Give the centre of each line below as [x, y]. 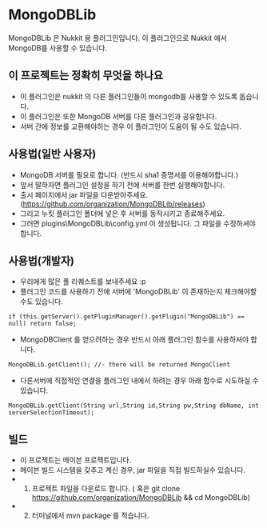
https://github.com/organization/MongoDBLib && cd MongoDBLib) [141, 498]
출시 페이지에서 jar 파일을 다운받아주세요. [84, 194]
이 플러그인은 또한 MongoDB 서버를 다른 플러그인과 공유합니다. [118, 116]
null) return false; [43, 324]
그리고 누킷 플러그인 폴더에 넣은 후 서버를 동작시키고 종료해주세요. [122, 213]
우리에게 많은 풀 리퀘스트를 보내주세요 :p [83, 282]
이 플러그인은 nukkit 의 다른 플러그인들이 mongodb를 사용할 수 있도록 [129, 96]
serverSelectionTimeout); [51, 413]
